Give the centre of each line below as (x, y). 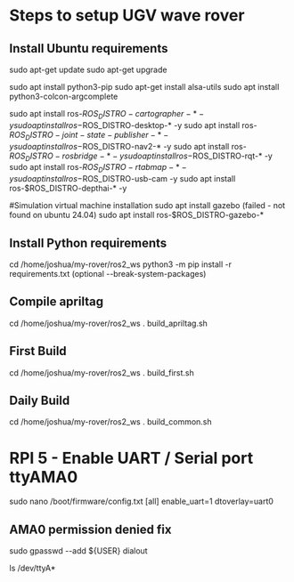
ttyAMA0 (44, 477)
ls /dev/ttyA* (33, 568)
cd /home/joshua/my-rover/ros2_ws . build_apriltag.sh (108, 323)
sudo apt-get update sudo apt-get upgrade (88, 69)
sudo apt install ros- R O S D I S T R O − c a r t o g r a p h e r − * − (107, 115)
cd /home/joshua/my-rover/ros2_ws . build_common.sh (110, 422)
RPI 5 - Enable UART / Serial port (131, 458)
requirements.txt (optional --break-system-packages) (108, 274)
